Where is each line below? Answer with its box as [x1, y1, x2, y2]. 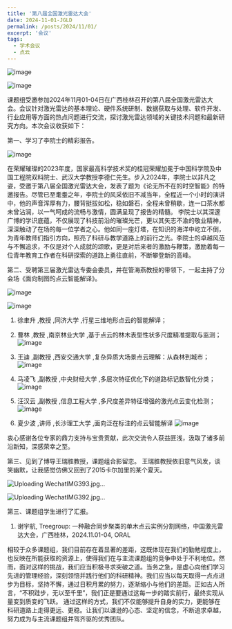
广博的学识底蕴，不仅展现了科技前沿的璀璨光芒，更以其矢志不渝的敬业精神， [7, 216, 225, 224]
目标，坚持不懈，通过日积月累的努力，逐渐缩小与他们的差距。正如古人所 [19, 580, 225, 588]
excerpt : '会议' [7, 29, 52, 37]
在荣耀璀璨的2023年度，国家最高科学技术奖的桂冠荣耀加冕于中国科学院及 [7, 164, 216, 172]
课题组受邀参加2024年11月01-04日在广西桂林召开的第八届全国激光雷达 [7, 95, 207, 104]
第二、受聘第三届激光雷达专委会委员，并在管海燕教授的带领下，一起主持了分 [7, 265, 225, 274]
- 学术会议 [13, 42, 41, 49]
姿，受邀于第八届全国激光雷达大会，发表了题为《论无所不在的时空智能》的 [7, 181, 219, 190]
